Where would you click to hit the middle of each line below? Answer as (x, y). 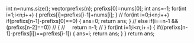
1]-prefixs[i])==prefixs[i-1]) (39, 34)
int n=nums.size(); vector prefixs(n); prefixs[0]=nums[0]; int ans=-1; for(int (96, 9)
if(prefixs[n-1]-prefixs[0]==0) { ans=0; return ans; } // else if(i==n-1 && (92, 21)
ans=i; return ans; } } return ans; (115, 34)
